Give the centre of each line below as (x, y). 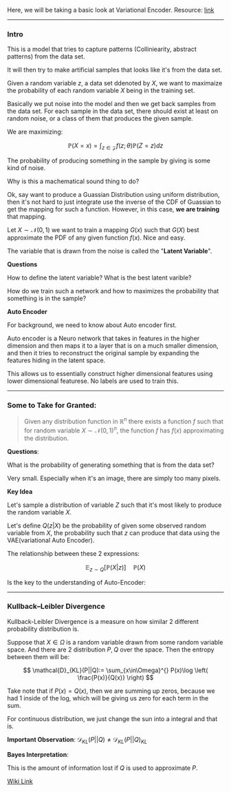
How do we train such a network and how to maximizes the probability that (113, 291)
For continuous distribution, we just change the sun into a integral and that (112, 718)
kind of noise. (26, 168)
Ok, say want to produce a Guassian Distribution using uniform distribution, (113, 195)
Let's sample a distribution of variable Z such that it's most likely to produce (114, 505)
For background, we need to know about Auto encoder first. (92, 325)
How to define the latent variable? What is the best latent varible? (99, 278)
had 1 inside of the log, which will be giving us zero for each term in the (108, 698)
